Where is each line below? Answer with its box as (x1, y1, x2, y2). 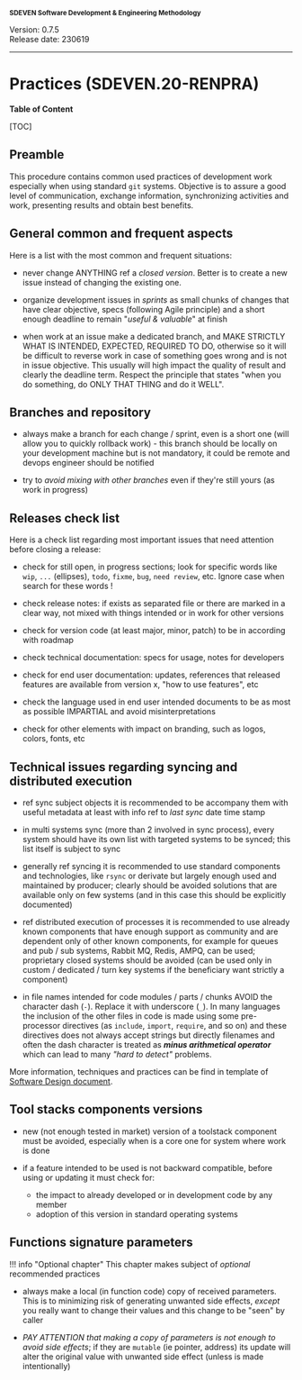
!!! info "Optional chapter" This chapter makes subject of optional (9, 1258, 251, 1269)
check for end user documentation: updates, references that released (22, 669, 280, 680)
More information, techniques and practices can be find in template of (9, 1067, 269, 1076)
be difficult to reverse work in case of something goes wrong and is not (22, 350, 288, 360)
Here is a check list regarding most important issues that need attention (9, 534, 274, 545)
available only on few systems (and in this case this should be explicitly (22, 890, 287, 900)
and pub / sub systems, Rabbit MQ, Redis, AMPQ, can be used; (22, 946, 256, 956)
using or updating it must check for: (22, 1172, 155, 1183)
